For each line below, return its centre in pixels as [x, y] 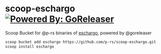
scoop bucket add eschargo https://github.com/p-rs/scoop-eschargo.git [80, 42]
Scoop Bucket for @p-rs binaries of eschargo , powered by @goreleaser [79, 33]
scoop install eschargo [30, 47]
